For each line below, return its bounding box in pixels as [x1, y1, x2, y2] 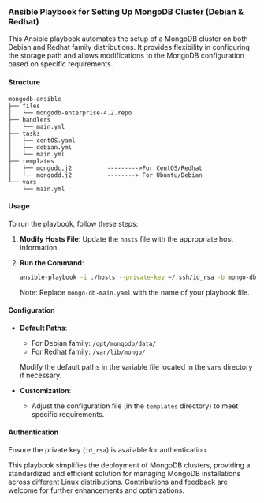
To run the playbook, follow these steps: [8, 219, 139, 228]
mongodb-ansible [8, 95, 61, 103]
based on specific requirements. [8, 59, 113, 69]
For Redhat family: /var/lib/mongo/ [31, 347, 146, 356]
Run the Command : [19, 257, 84, 267]
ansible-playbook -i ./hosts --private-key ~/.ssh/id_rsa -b [19, 273, 225, 281]
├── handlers [8, 115, 51, 124]
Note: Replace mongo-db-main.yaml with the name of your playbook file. [19, 287, 250, 297]
